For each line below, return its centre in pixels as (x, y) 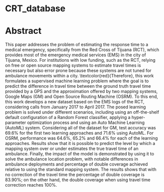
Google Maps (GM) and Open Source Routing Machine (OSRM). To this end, (82, 96)
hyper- (138, 118)
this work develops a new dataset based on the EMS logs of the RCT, (75, 102)
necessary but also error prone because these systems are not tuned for (78, 71)
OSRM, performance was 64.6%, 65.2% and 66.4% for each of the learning (82, 138)
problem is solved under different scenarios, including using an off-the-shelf (82, 112)
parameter (16, 122)
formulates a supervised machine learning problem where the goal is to (77, 81)
